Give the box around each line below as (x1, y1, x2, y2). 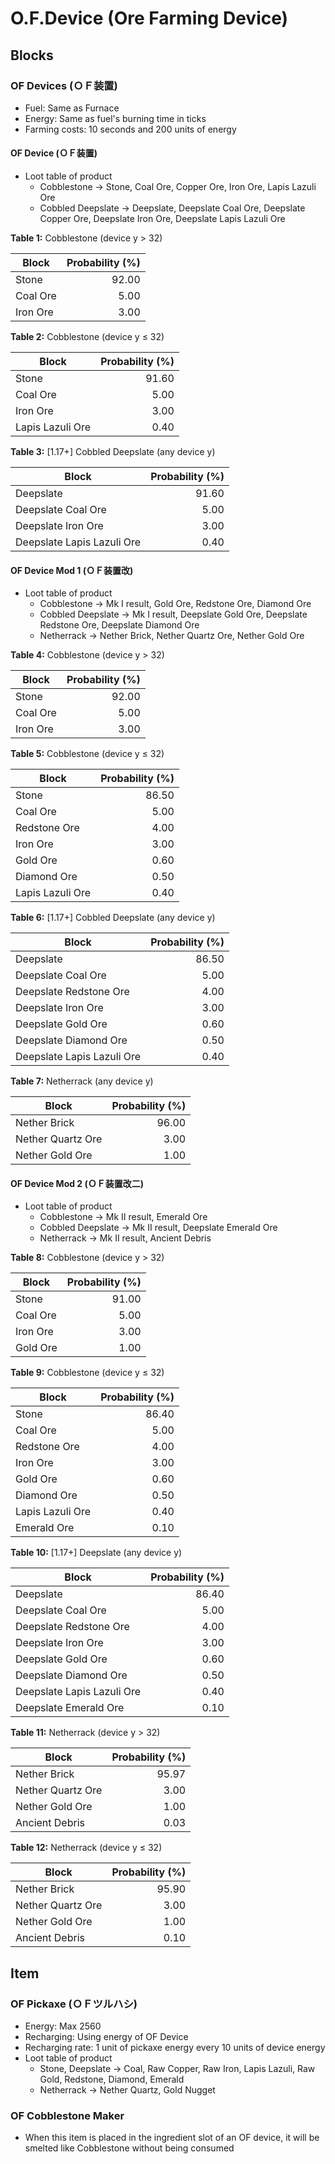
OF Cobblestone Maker (10, 2109, 125, 2123)
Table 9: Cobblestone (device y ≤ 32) (10, 1367, 165, 1379)
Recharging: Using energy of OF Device (24, 2031, 189, 2043)
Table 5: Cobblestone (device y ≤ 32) (10, 748, 165, 760)
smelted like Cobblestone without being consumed (24, 2142, 235, 2154)
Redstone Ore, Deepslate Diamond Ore (39, 619, 200, 631)
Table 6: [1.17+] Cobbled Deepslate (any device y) (10, 912, 216, 924)
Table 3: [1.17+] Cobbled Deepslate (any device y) (10, 446, 216, 458)
